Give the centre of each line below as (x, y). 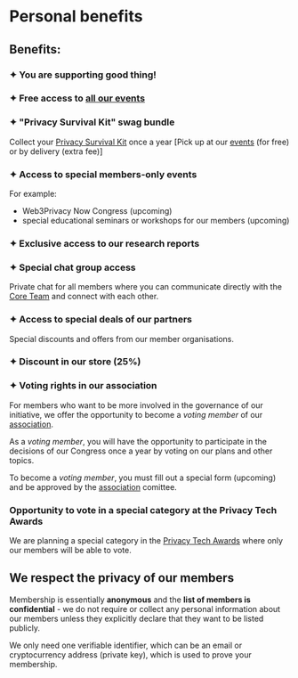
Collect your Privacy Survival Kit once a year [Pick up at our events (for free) (149, 142)
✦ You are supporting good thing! (83, 75)
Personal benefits (76, 16)
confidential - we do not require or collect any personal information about (145, 609)
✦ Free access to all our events (77, 98)
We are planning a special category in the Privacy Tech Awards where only (146, 541)
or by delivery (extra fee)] (56, 151)
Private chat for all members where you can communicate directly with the (146, 287)
